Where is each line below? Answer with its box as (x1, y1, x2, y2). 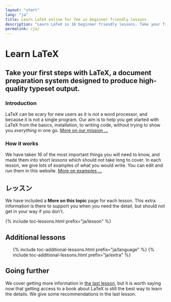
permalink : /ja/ (5, 26, 40, 32)
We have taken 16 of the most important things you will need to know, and (5, 152, 160, 158)
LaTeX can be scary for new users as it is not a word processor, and (5, 111, 148, 117)
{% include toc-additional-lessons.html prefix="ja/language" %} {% (12, 246, 155, 252)
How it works (5, 140, 39, 147)
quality (5, 84, 28, 93)
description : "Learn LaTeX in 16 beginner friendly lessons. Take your (5, 21, 160, 27)
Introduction (5, 100, 37, 107)
